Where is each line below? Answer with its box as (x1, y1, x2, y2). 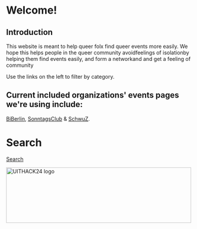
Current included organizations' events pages (6, 90, 179, 101)
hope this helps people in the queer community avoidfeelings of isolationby (6, 49, 189, 56)
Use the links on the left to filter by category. (6, 73, 115, 80)
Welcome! (6, 4, 57, 17)
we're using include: (6, 99, 83, 109)
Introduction (6, 27, 53, 37)
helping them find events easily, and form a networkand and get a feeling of (6, 56, 191, 62)
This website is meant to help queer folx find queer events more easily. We (6, 43, 188, 50)
